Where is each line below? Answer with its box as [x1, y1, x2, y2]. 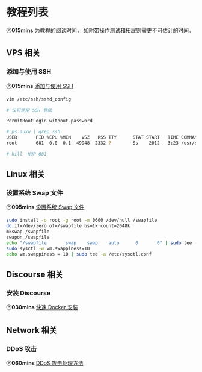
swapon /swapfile [6, 235, 50, 241]
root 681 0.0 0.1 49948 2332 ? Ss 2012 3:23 [6, 140, 179, 146]
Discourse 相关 [6, 269, 63, 279]
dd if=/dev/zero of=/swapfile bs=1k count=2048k [6, 223, 130, 229]
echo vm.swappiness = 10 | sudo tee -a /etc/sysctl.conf [6, 251, 152, 257]
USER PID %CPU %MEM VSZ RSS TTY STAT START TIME [6, 134, 179, 140]
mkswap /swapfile [6, 229, 50, 235]
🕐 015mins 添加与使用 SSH [6, 82, 73, 89]
